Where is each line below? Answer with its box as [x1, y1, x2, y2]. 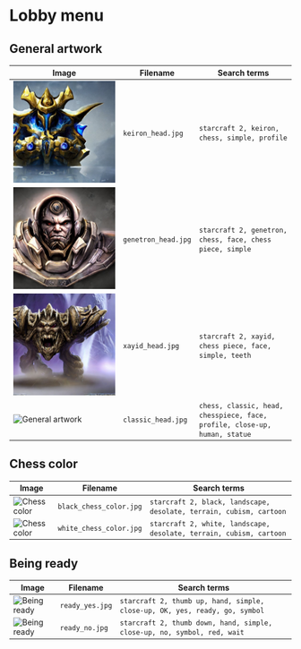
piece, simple [198, 245, 252, 254]
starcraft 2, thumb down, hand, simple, [119, 619, 273, 628]
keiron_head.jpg [123, 129, 184, 138]
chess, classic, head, [198, 401, 284, 410]
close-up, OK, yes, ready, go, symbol [119, 606, 265, 615]
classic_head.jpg [123, 415, 188, 425]
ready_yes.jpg [59, 602, 113, 611]
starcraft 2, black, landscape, [149, 498, 271, 507]
